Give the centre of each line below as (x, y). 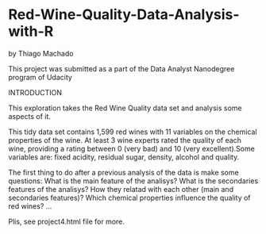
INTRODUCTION (35, 92)
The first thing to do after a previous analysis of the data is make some (124, 172)
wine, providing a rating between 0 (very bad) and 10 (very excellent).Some (132, 148)
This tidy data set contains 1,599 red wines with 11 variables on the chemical (133, 132)
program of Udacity (40, 77)
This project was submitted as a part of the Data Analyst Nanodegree (121, 68)
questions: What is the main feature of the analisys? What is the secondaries (133, 181)
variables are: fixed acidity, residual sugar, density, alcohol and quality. (124, 157)
